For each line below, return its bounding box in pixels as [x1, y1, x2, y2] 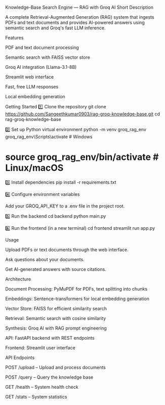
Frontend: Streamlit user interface [5, 344, 76, 351]
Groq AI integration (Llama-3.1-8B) [5, 64, 77, 70]
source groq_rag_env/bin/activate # [5, 151, 159, 163]
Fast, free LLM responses [5, 84, 59, 90]
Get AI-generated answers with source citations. [5, 266, 106, 272]
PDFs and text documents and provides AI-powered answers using [5, 20, 145, 25]
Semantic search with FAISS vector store [5, 54, 90, 60]
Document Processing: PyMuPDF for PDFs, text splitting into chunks [5, 286, 148, 292]
